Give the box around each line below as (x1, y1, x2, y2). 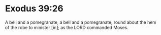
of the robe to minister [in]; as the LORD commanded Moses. (5, 24, 129, 30)
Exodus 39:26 (5, 3, 64, 14)
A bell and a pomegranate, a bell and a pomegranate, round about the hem (5, 19, 157, 25)
